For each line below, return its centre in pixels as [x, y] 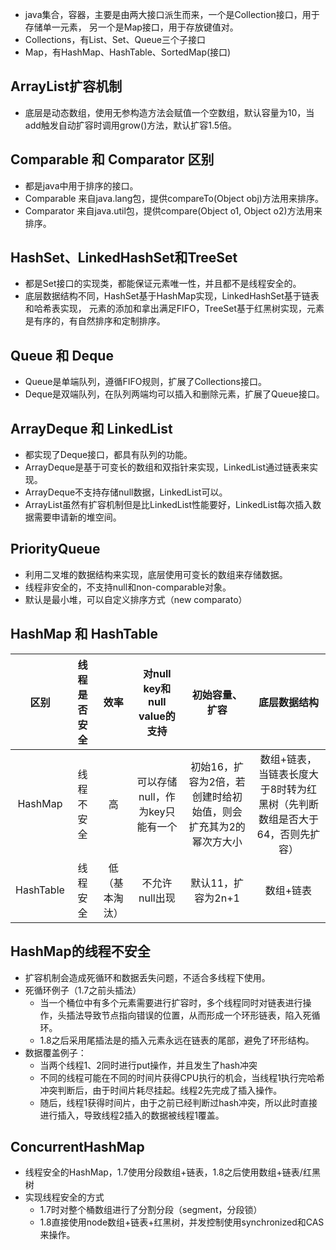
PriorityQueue [55, 549]
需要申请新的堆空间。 [77, 517]
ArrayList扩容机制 [66, 86]
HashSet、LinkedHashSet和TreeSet [124, 258]
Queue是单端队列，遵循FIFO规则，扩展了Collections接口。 [145, 382]
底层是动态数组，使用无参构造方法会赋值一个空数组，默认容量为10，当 [169, 112]
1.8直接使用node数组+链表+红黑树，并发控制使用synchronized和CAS [182, 1222]
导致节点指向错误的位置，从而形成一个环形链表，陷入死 [197, 1015]
